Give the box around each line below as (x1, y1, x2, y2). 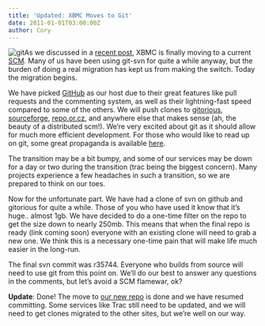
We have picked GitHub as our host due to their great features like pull (8, 88, 237, 98)
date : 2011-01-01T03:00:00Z (8, 19, 101, 27)
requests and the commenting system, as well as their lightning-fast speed (8, 96, 252, 107)
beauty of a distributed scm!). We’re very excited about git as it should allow (8, 122, 256, 131)
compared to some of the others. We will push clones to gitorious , (8, 105, 223, 114)
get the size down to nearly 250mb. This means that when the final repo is (8, 219, 251, 229)
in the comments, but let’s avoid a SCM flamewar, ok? (8, 277, 183, 287)
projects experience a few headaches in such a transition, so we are (8, 170, 231, 180)
